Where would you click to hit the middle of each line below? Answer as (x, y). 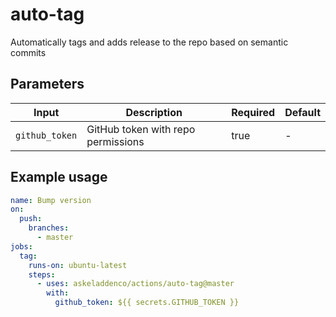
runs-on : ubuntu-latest (78, 265)
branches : (49, 228)
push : (31, 219)
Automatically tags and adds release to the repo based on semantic (149, 42)
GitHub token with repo (141, 129)
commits (28, 52)
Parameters (47, 84)
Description (154, 112)
